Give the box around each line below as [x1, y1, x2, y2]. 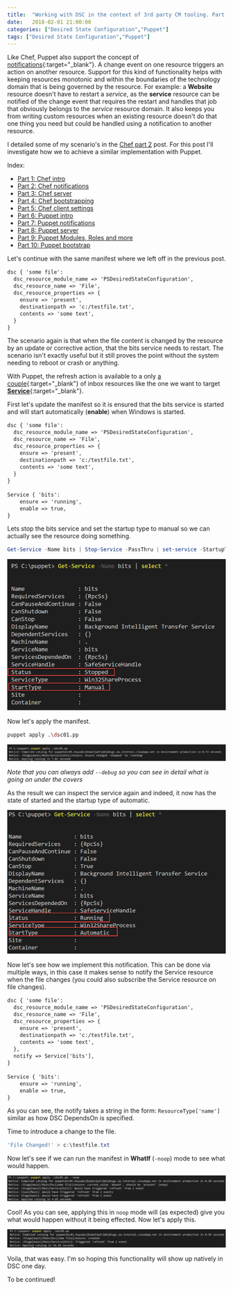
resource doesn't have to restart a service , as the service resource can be [7, 90, 220, 99]
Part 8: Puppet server [17, 226, 79, 235]
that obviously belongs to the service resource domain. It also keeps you [7, 105, 215, 113]
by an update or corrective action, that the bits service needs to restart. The [7, 344, 224, 352]
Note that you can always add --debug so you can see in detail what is [7, 768, 209, 776]
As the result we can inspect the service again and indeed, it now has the [7, 789, 216, 797]
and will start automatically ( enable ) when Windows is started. [7, 408, 186, 416]
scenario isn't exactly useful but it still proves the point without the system [7, 351, 220, 360]
